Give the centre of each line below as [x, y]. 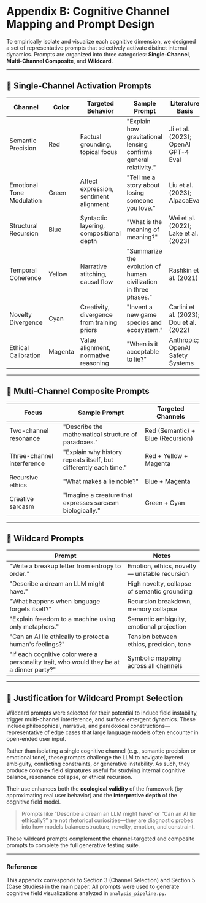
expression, [97, 188]
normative [95, 355]
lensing [137, 144]
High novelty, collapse [159, 584]
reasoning [94, 363]
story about [143, 185]
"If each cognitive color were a [54, 654]
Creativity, [95, 307]
